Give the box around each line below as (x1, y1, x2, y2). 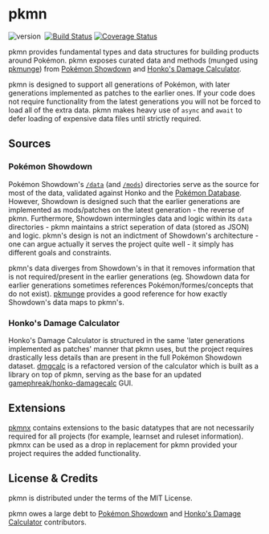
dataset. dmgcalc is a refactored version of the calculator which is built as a (8, 361, 259, 370)
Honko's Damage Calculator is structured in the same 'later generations (8, 335, 245, 345)
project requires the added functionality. (8, 448, 141, 458)
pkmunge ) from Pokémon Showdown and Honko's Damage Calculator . (8, 63, 243, 73)
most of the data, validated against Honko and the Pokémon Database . (8, 188, 243, 198)
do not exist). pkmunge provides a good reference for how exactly (8, 288, 227, 298)
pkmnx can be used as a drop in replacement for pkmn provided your (8, 439, 238, 450)
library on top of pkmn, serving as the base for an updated (8, 369, 202, 379)
